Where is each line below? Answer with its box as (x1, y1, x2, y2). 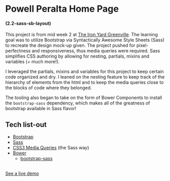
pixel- (136, 42, 149, 48)
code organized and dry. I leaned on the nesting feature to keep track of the (5, 74, 165, 80)
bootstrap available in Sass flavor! (5, 106, 77, 112)
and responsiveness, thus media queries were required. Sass (31, 48, 160, 54)
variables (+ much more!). (5, 59, 60, 65)
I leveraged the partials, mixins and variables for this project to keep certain (5, 68, 164, 74)
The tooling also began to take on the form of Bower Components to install (5, 95, 162, 101)
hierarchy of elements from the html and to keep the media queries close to (5, 80, 164, 86)
